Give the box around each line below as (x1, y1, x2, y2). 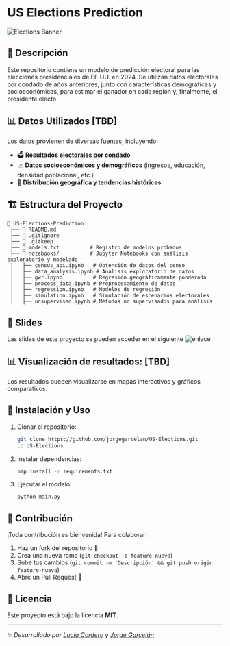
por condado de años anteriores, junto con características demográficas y (7, 80, 217, 88)
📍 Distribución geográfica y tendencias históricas (16, 178, 162, 186)
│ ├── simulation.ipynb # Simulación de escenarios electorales (10, 293, 210, 299)
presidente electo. (7, 95, 58, 103)
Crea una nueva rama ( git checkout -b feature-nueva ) (16, 551, 173, 560)
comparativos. (7, 385, 48, 393)
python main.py (16, 493, 61, 501)
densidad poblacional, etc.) (16, 171, 94, 179)
